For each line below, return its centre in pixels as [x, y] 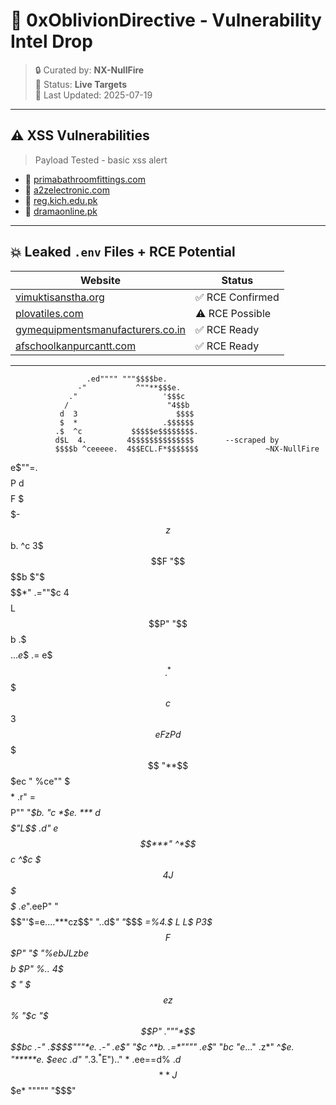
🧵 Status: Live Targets [81, 84]
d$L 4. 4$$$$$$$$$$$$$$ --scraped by [167, 440]
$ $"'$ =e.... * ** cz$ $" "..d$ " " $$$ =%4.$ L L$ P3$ [111, 922]
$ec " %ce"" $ [40, 781]
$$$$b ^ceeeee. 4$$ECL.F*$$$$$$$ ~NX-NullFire [187, 449]
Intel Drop [51, 41]
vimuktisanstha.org [60, 297]
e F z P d [168, 735]
